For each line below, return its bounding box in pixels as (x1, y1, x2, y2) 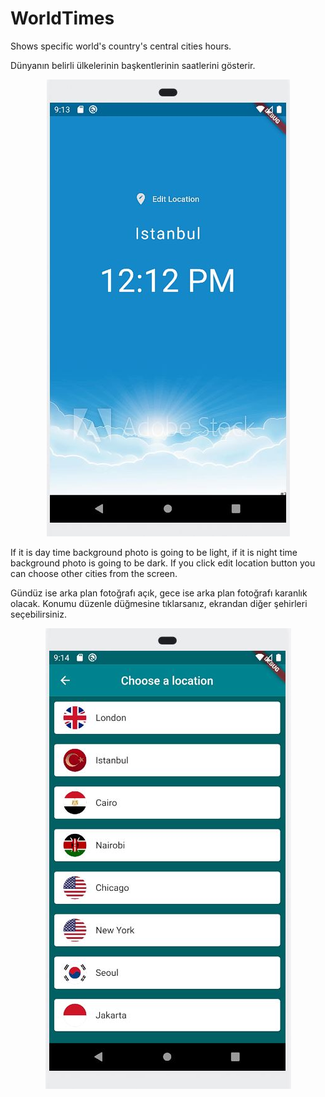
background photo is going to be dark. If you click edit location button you (10, 557, 316, 569)
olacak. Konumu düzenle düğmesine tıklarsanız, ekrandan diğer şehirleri (10, 597, 308, 609)
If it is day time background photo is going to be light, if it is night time (10, 546, 298, 558)
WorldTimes (10, 7, 115, 30)
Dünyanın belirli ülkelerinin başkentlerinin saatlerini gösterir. (10, 59, 256, 71)
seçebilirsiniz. (10, 608, 67, 620)
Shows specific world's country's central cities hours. (10, 40, 232, 52)
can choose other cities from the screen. (10, 567, 178, 579)
